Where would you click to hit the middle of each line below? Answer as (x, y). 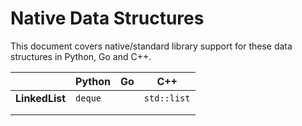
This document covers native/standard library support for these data (151, 46)
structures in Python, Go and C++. (81, 56)
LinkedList (41, 98)
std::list (167, 98)
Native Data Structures (107, 18)
